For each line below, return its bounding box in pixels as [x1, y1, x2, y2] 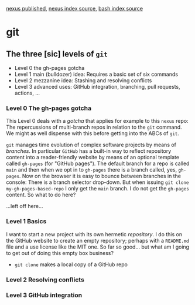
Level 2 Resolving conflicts [6, 276, 85, 284]
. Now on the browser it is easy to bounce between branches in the [19, 173, 182, 180]
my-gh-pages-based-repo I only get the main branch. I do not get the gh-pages [6, 185, 189, 192]
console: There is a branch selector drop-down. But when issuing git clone [6, 179, 189, 186]
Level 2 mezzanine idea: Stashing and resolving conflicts [14, 77, 152, 84]
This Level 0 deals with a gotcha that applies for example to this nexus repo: [6, 118, 189, 125]
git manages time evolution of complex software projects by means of [6, 141, 177, 149]
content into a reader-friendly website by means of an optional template [6, 154, 180, 161]
